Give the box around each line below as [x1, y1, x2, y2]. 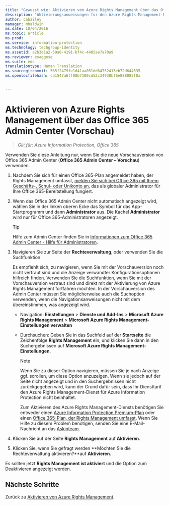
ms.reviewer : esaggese [5, 54, 53, 60]
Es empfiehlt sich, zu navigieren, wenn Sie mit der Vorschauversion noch [12, 264, 164, 270]
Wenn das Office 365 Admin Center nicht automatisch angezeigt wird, [12, 198, 157, 204]
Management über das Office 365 [5, 115, 149, 126]
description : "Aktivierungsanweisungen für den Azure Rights [5, 12, 136, 17]
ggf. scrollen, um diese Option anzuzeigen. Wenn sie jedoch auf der [20, 373, 161, 379]
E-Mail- [129, 420, 145, 426]
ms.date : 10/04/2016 [5, 26, 49, 31]
